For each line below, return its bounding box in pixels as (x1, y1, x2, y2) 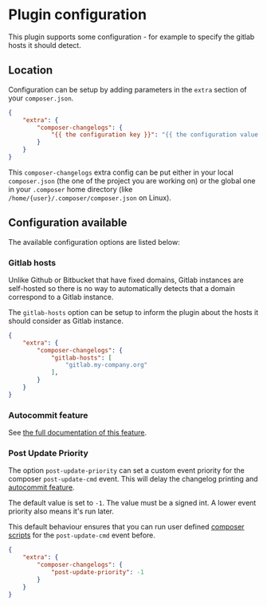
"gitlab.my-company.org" (65, 361, 148, 369)
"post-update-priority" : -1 (50, 569, 145, 576)
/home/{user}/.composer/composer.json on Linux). (8, 193, 171, 203)
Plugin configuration (8, 6, 147, 24)
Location (8, 64, 53, 77)
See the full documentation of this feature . (8, 428, 147, 438)
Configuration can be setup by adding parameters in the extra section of (8, 85, 247, 94)
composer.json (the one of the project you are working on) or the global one (8, 175, 256, 185)
